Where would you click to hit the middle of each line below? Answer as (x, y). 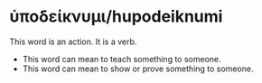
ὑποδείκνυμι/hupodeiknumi (116, 17)
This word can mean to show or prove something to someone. (138, 69)
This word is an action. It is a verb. (73, 41)
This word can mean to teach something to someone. (122, 59)
